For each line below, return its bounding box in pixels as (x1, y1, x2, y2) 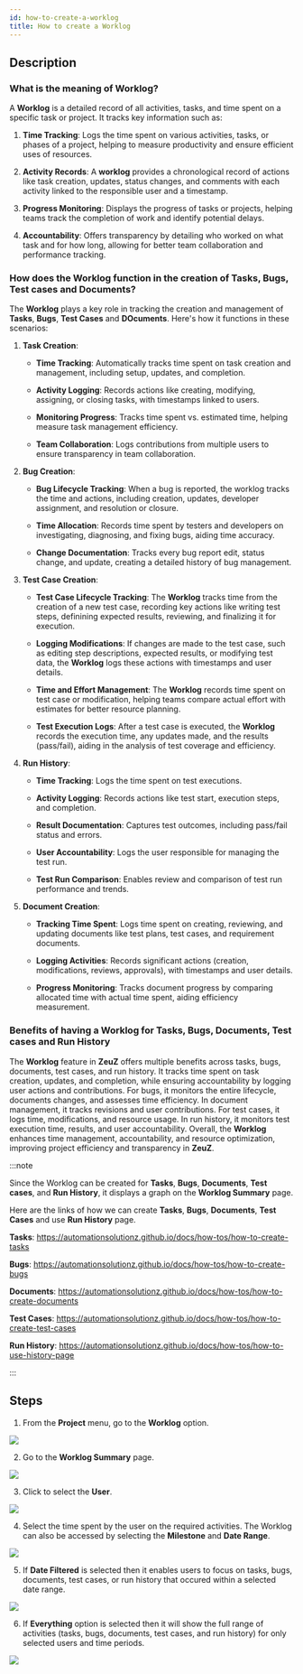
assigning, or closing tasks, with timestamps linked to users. (35, 395, 260, 405)
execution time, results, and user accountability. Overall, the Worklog (9, 1123, 267, 1134)
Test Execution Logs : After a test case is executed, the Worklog (35, 721, 275, 732)
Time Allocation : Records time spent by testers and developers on (35, 520, 284, 531)
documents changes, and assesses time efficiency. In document (9, 1094, 248, 1105)
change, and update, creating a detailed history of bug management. (35, 557, 292, 568)
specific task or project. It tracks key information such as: (9, 112, 223, 123)
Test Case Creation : (22, 574, 99, 585)
